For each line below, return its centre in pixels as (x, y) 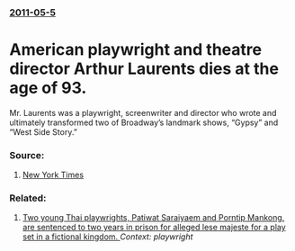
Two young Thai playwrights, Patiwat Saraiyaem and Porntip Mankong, (153, 218)
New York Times (53, 175)
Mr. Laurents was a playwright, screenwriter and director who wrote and (143, 112)
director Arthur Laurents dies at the (144, 69)
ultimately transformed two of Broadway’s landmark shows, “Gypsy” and (144, 122)
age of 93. (48, 88)
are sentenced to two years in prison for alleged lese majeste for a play (154, 228)
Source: (27, 155)
